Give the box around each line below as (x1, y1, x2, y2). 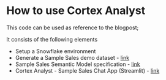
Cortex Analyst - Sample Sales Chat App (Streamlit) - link (15, 67, 160, 74)
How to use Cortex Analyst (6, 4, 146, 18)
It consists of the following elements (6, 35, 98, 43)
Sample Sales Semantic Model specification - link (15, 60, 141, 68)
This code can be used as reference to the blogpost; (6, 24, 139, 31)
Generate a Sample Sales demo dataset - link (15, 54, 130, 61)
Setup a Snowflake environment (15, 47, 96, 55)
